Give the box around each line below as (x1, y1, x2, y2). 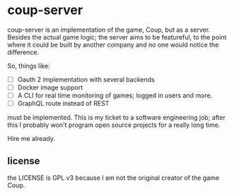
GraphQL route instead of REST (17, 99, 110, 108)
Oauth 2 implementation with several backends (17, 75, 155, 83)
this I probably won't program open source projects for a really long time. (7, 121, 221, 129)
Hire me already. (7, 135, 55, 143)
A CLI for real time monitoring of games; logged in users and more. (17, 91, 213, 100)
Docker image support (17, 83, 83, 92)
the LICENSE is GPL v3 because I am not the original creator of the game (7, 173, 220, 182)
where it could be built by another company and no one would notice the (7, 40, 219, 49)
